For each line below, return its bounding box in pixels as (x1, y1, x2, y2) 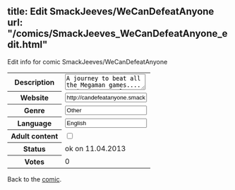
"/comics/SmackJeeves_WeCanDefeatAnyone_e (7, 28, 228, 40)
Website (20, 93, 49, 103)
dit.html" (7, 39, 48, 51)
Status (23, 144, 46, 154)
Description (14, 77, 55, 87)
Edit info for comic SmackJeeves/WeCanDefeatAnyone (7, 57, 168, 66)
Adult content (11, 131, 59, 141)
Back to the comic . (7, 175, 62, 184)
